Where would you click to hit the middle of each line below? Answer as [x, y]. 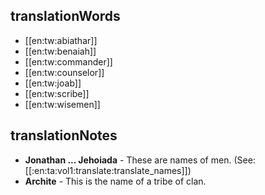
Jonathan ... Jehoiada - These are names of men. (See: [140, 160]
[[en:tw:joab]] [53, 83]
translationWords [65, 16]
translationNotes [64, 135]
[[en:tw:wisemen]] [62, 104]
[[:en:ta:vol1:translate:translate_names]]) [108, 170]
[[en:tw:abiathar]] [61, 40]
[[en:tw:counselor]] [64, 72]
